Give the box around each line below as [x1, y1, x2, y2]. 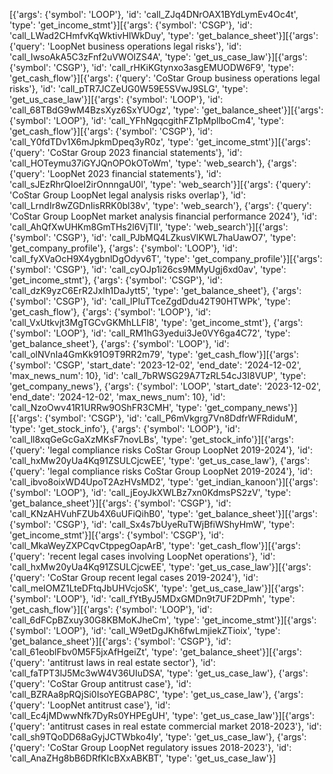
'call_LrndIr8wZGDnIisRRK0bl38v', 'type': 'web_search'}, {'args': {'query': [9, 200, 312, 211]
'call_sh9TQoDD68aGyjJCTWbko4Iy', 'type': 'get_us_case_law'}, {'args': [9, 731, 307, 743]
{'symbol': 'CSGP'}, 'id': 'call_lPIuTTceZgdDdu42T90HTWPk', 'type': [9, 295, 291, 307]
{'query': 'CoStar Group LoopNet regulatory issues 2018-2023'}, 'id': [9, 742, 292, 753]
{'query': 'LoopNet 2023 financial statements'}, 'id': [9, 168, 222, 179]
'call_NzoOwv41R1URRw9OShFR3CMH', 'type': [9, 402, 202, 413]
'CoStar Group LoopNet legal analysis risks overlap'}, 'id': [9, 189, 247, 201]
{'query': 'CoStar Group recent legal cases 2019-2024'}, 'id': [9, 572, 259, 583]
